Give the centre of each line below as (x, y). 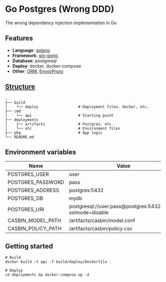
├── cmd (13, 111)
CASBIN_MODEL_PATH (35, 221)
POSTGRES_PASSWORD (36, 182)
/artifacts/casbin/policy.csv (101, 229)
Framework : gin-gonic (35, 55)
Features (19, 38)
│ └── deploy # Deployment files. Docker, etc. (77, 107)
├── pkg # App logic (54, 133)
